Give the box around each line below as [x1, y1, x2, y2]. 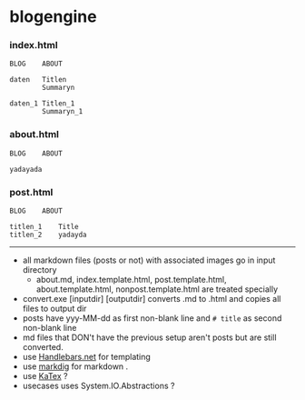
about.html [9, 128, 60, 141]
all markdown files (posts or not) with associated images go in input [22, 255, 276, 265]
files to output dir [22, 303, 87, 315]
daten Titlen [9, 75, 67, 85]
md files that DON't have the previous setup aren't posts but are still [22, 332, 277, 343]
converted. [22, 342, 64, 353]
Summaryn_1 [42, 107, 84, 116]
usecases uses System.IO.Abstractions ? [22, 380, 175, 392]
